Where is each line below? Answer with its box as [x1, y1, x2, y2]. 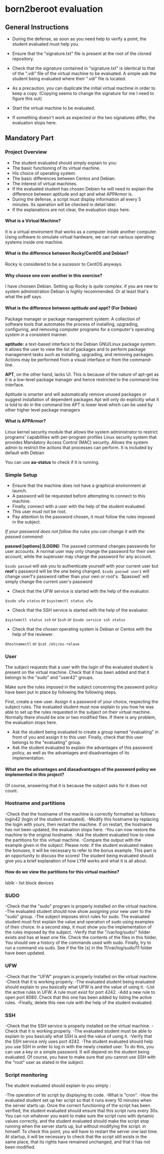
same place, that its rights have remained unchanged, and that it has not [5, 1139, 150, 1145]
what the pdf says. [5, 294, 42, 300]
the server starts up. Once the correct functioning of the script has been [5, 1103, 150, 1108]
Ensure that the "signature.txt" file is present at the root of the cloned [12, 50, 151, 56]
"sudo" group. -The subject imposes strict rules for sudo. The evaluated [5, 914, 150, 919]
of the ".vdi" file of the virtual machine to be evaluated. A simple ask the [12, 71, 157, 76]
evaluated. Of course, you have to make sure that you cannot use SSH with [5, 1054, 156, 1060]
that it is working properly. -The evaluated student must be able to [19, 1028, 152, 1034]
